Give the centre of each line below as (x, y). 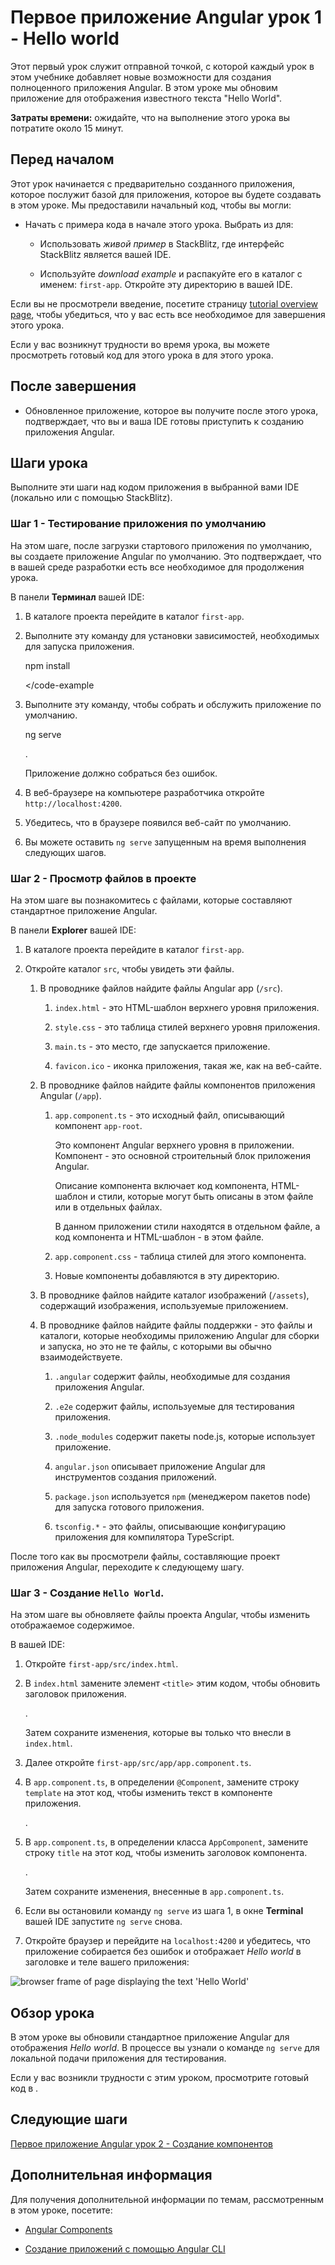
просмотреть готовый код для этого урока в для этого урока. (142, 355)
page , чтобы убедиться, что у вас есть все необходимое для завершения (168, 314)
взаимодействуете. (81, 1357)
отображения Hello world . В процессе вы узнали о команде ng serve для (165, 2048)
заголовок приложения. (75, 1694)
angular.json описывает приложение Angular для (160, 1466)
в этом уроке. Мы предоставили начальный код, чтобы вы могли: (151, 205)
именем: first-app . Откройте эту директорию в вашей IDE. (166, 284)
